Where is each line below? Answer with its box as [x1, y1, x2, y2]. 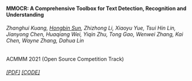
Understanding [6, 11, 44, 18]
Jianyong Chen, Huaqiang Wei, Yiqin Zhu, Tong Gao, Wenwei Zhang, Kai [6, 31, 183, 38]
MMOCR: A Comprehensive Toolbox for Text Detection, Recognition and [6, 5, 187, 12]
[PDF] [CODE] [6, 69, 40, 76]
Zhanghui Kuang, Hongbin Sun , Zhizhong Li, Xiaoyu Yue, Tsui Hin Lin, [6, 24, 176, 32]
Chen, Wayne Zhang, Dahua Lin [6, 37, 84, 44]
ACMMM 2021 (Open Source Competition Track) [6, 55, 124, 62]
